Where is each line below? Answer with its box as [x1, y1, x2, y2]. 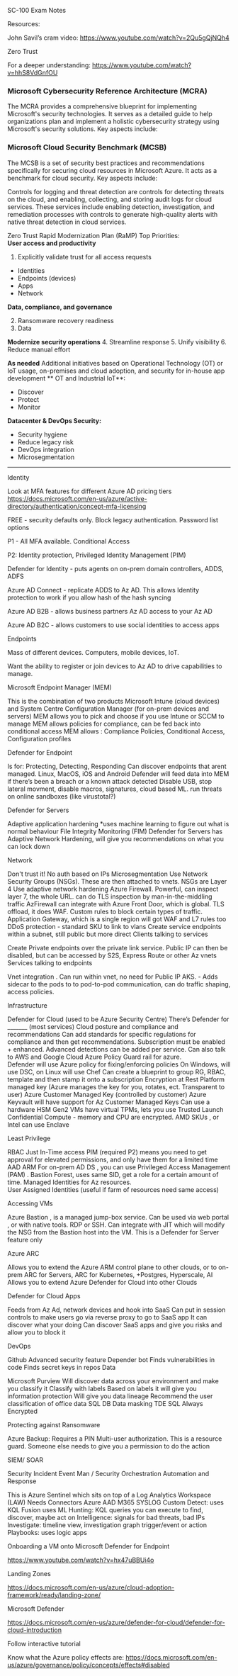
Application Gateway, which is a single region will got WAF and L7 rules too [7, 914, 227, 923]
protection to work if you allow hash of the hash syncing [7, 593, 171, 602]
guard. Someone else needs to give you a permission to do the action [7, 1441, 210, 1450]
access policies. [7, 987, 55, 996]
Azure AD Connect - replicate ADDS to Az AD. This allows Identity [7, 585, 200, 594]
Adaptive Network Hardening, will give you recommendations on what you [7, 834, 225, 843]
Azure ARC [7, 1249, 40, 1257]
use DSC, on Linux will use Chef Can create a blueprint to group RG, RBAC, [7, 1067, 227, 1076]
